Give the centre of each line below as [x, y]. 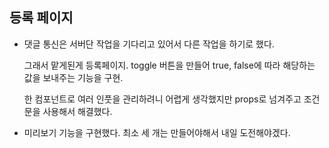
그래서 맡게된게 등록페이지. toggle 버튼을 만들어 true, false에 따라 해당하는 [169, 65]
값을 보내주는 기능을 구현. [73, 77]
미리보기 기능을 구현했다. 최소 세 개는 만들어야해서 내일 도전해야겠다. [157, 132]
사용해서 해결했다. [77, 111]
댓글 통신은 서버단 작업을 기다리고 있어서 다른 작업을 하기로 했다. [149, 44]
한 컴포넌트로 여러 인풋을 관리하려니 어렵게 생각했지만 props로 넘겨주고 [162, 99]
